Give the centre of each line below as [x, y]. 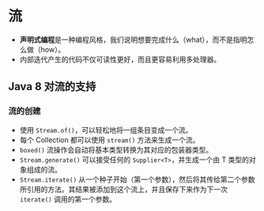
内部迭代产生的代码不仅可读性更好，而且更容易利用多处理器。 [120, 59]
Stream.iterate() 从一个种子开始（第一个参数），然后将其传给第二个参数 [137, 179]
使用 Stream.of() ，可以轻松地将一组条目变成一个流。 [106, 130]
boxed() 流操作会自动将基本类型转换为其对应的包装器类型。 [116, 149]
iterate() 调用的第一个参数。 [68, 199]
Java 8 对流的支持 [52, 87]
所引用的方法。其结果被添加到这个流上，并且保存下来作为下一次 [123, 189]
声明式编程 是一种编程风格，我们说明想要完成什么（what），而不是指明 [133, 40]
